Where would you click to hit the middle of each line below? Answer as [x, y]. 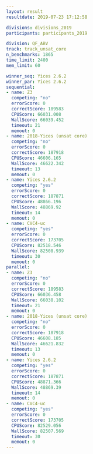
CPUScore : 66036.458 [36, 294]
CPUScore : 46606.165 [36, 158]
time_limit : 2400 [27, 60]
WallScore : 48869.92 [36, 207]
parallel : [18, 267]
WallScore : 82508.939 [38, 251]
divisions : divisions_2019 [39, 28]
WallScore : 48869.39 [36, 387]
